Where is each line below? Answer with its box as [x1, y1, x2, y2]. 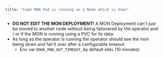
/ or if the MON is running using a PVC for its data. [12, 31, 115, 37]
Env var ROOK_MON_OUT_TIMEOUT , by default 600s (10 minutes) [19, 46, 140, 52]
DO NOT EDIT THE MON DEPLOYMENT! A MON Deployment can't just [12, 20, 156, 26]
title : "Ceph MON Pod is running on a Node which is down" [5, 7, 129, 12]
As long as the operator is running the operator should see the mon [12, 36, 149, 42]
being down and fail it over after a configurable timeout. [12, 41, 126, 47]
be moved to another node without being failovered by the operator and [12, 25, 159, 32]
